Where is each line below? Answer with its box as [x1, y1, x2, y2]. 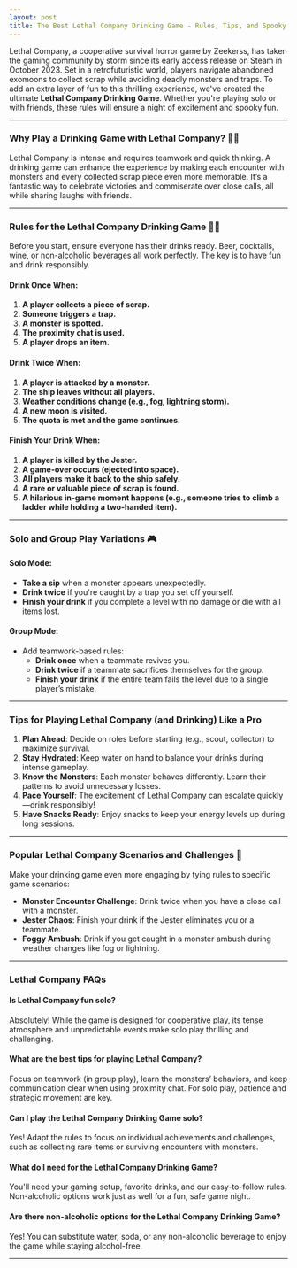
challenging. [9, 1033, 55, 1044]
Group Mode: [9, 626, 59, 637]
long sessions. [21, 818, 75, 829]
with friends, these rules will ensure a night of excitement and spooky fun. [9, 102, 279, 112]
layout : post [9, 12, 57, 22]
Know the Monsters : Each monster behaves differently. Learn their [21, 771, 267, 782]
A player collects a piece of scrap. [21, 299, 150, 310]
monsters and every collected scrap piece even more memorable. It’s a [9, 171, 268, 182]
